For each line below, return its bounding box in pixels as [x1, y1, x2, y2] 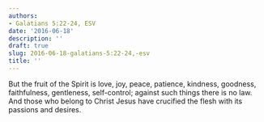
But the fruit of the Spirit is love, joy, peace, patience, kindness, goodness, [8, 78, 257, 89]
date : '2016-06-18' [8, 27, 75, 35]
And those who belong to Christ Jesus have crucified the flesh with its [8, 96, 243, 106]
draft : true [8, 42, 49, 50]
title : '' [8, 57, 42, 65]
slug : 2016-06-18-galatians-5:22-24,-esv [8, 49, 151, 57]
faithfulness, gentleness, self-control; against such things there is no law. [8, 87, 253, 97]
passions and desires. [8, 104, 82, 114]
